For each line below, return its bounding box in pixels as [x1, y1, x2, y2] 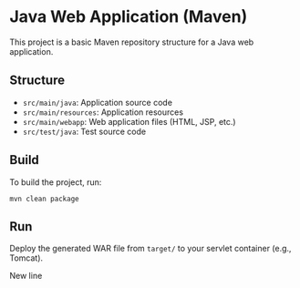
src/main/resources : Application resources [22, 107, 184, 118]
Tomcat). [9, 252, 44, 263]
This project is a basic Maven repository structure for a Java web [9, 36, 254, 47]
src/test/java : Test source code [22, 126, 147, 137]
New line [9, 271, 43, 282]
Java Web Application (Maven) [9, 6, 248, 27]
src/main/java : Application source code [22, 97, 173, 108]
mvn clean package [9, 194, 79, 203]
